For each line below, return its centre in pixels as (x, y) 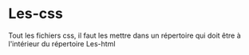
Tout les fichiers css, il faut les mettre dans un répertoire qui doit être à (125, 35)
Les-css (36, 14)
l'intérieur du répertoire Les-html (62, 43)
